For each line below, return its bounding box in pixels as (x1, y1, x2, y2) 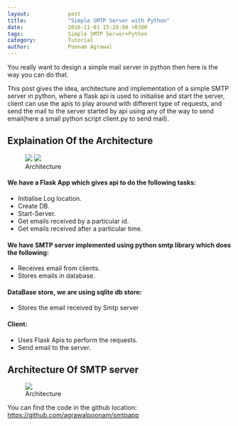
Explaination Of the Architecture (7, 135, 153, 147)
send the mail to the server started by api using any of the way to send (7, 107, 215, 115)
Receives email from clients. (17, 264, 101, 273)
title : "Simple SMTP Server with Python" (7, 17, 171, 24)
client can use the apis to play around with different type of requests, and (7, 99, 222, 107)
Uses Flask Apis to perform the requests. (17, 335, 138, 344)
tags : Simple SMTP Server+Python (7, 30, 148, 38)
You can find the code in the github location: (7, 403, 137, 412)
